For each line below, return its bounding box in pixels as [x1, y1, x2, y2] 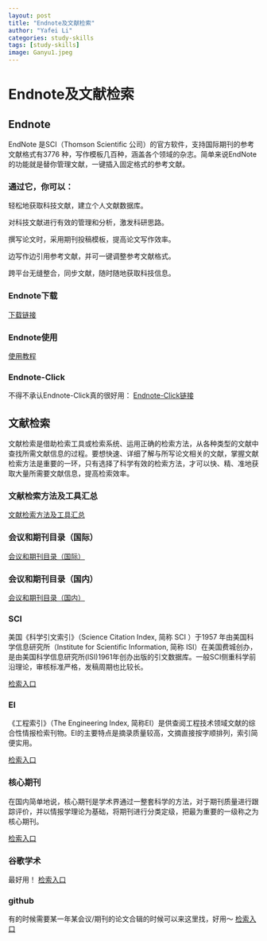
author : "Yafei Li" [8, 26, 73, 34]
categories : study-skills [8, 33, 94, 42]
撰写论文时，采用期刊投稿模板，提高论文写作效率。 [8, 235, 176, 244]
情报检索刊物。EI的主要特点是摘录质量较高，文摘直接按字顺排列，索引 [21, 729, 252, 738]
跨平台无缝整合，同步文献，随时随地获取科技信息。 [8, 268, 176, 278]
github [8, 896, 34, 906]
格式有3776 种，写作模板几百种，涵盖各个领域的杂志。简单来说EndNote [21, 150, 257, 159]
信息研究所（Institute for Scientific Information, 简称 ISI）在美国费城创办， [14, 642, 257, 652]
